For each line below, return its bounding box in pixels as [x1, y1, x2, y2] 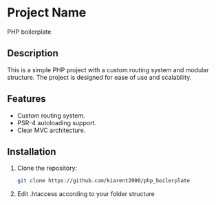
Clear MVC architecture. [17, 126, 86, 134]
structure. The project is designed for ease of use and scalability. [7, 73, 192, 81]
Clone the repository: [17, 164, 78, 173]
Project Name [7, 5, 87, 21]
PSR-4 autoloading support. [17, 118, 96, 127]
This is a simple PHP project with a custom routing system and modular [7, 65, 209, 74]
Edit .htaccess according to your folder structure [17, 190, 155, 198]
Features [7, 93, 46, 105]
